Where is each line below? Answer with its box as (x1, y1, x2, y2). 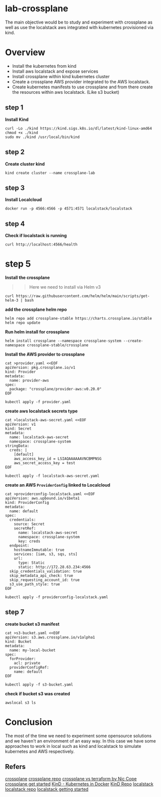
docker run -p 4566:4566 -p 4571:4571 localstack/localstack (5, 206, 133, 211)
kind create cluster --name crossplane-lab (5, 170, 95, 175)
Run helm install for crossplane (5, 329, 69, 335)
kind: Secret (5, 426, 32, 431)
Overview (5, 47, 46, 58)
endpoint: (9, 543, 29, 548)
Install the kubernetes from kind (12, 63, 77, 69)
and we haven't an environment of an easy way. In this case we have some (5, 738, 156, 744)
